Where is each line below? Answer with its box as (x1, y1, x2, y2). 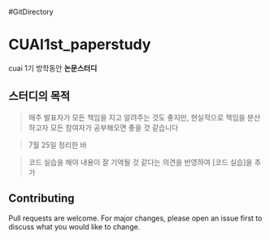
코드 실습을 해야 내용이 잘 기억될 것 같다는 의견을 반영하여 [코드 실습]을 (28, 157, 253, 167)
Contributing (8, 191, 75, 206)
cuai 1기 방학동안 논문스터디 (8, 63, 98, 72)
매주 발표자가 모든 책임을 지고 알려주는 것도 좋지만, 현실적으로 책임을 (28, 112, 246, 122)
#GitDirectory (8, 7, 54, 16)
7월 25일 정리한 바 (28, 140, 87, 150)
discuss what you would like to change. (8, 221, 141, 231)
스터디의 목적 (8, 89, 71, 103)
